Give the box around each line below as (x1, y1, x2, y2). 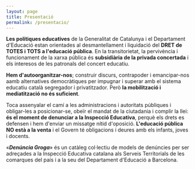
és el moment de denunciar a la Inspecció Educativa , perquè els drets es (6, 114, 184, 121)
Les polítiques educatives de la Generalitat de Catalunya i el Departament (6, 36, 186, 43)
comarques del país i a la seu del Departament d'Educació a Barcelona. (6, 156, 179, 164)
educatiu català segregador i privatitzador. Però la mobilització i (6, 84, 161, 91)
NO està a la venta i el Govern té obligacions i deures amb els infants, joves (6, 126, 189, 133)
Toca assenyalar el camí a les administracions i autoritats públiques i (6, 102, 172, 109)
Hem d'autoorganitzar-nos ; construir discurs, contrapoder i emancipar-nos (6, 71, 190, 79)
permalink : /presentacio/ (6, 19, 69, 25)
